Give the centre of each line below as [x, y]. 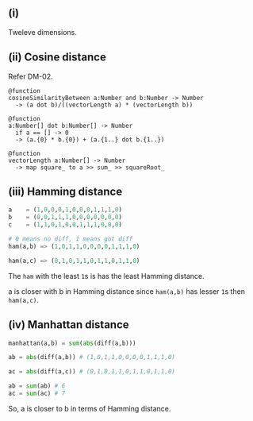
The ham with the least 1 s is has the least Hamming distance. [106, 276]
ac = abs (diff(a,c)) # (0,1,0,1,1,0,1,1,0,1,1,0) [92, 372]
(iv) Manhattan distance [69, 325]
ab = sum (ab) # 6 [37, 386]
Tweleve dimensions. [43, 32]
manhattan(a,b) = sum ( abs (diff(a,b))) [72, 343]
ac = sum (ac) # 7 [37, 393]
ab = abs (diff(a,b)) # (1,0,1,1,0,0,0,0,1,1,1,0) [92, 357]
